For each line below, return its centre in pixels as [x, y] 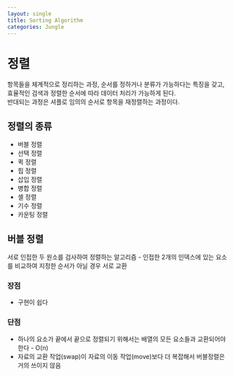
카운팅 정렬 [33, 215]
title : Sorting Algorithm [45, 20]
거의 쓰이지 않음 [39, 365]
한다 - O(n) [33, 347]
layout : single [30, 14]
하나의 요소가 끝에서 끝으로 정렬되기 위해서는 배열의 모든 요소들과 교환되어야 [122, 339]
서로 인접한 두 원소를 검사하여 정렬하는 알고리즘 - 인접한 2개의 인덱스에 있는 [111, 257]
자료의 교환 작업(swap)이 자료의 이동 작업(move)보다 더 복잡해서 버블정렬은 [121, 356]
